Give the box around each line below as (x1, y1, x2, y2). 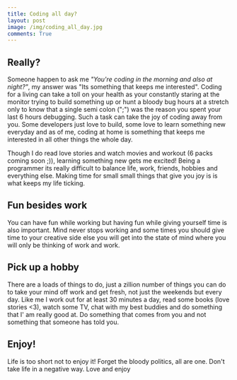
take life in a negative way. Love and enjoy (7, 364, 131, 373)
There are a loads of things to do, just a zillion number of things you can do (7, 280, 226, 289)
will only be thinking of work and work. (7, 241, 120, 249)
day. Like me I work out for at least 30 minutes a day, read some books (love (7, 295, 230, 304)
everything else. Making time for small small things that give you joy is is (7, 171, 218, 180)
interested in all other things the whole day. (7, 135, 133, 144)
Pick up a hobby (7, 261, 79, 273)
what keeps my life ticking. (7, 179, 86, 188)
